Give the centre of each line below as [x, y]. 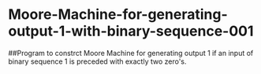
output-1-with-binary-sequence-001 [131, 31]
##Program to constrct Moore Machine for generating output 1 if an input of [131, 53]
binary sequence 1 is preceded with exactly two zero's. [97, 61]
